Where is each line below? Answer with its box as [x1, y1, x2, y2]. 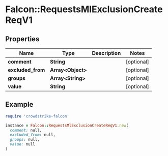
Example [5, 100, 34, 109]
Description [92, 50, 121, 56]
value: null [10, 142, 36, 147]
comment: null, [10, 128, 42, 133]
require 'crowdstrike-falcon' [5, 113, 70, 119]
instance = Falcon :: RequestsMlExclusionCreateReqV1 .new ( [5, 123, 129, 128]
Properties [5, 35, 40, 43]
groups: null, [10, 137, 40, 142]
